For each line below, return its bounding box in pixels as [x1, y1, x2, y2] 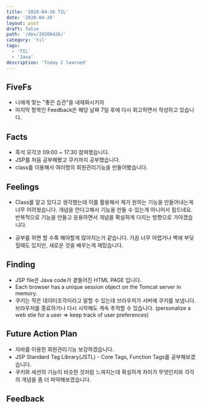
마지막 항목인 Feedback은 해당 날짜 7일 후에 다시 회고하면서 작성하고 [15, 107, 178, 114]
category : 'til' [6, 37, 47, 43]
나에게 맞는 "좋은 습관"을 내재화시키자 [15, 99, 105, 106]
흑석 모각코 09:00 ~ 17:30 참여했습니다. [15, 149, 110, 156]
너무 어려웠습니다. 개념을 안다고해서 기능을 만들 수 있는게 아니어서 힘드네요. [15, 206, 193, 213]
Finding [6, 260, 36, 270]
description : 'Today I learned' [6, 59, 88, 65]
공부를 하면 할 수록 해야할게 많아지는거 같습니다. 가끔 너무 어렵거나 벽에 [15, 234, 183, 241]
